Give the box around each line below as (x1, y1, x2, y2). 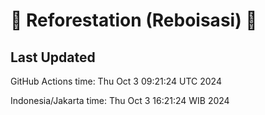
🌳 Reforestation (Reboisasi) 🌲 (10, 9, 258, 32)
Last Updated (10, 49, 96, 66)
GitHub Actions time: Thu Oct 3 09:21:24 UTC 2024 (10, 75, 222, 87)
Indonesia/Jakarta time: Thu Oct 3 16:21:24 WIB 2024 (10, 95, 230, 106)
